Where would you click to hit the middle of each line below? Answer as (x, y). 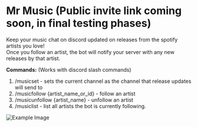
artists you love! (25, 46)
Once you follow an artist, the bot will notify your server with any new (91, 52)
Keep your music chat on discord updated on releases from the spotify (92, 39)
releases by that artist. (33, 58)
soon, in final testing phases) (79, 23)
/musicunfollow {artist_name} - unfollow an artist (74, 100)
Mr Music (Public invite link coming (94, 11)
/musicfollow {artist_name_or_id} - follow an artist (75, 93)
